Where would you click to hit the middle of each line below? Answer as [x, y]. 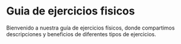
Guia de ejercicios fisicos [71, 11]
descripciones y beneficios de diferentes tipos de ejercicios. [81, 34]
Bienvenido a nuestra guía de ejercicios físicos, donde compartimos [91, 28]
